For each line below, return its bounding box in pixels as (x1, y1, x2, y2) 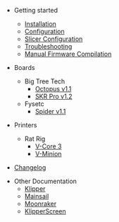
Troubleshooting (24, 42, 73, 50)
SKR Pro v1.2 (35, 92, 73, 100)
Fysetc (24, 100, 44, 108)
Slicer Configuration (24, 35, 83, 43)
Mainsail (24, 192, 49, 200)
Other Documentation (13, 177, 77, 185)
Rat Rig (24, 134, 46, 143)
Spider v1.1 (35, 107, 66, 115)
